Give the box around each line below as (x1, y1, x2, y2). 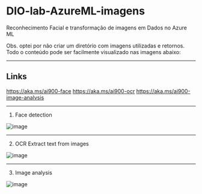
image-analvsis (6, 94, 44, 101)
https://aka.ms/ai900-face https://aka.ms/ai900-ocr (6, 87, 135, 94)
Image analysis (14, 169, 52, 176)
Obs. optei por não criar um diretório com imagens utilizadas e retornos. (6, 42, 185, 49)
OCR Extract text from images (14, 140, 89, 147)
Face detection (14, 111, 52, 118)
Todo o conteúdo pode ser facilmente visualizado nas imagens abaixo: (6, 48, 182, 55)
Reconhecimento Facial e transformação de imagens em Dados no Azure (6, 24, 188, 31)
